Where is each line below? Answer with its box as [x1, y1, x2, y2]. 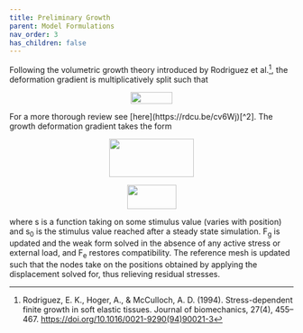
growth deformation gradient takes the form [9, 121, 172, 131]
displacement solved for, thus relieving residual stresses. [9, 268, 221, 279]
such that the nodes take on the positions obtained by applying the [9, 258, 258, 270]
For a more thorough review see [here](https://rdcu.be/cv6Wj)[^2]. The [9, 111, 273, 121]
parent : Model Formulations [9, 22, 115, 31]
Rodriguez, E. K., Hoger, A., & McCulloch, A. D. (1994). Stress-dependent [22, 294, 293, 305]
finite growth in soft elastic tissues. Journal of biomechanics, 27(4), [22, 303, 273, 315]
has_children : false [9, 38, 87, 48]
